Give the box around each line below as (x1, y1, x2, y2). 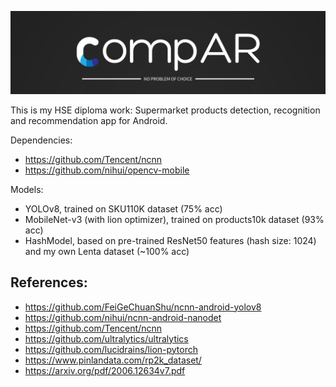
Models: (10, 183, 44, 195)
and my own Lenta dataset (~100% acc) (24, 245, 190, 257)
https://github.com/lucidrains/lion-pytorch (24, 343, 199, 355)
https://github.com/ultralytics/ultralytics (24, 332, 189, 345)
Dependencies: (10, 134, 73, 146)
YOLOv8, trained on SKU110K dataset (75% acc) (24, 202, 223, 215)
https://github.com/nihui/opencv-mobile (24, 164, 190, 176)
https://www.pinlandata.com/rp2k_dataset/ (24, 354, 202, 366)
